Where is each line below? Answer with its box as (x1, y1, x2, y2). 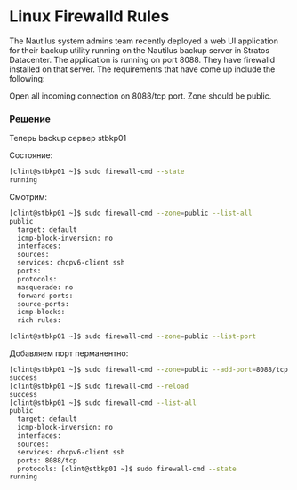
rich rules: (17, 316, 62, 325)
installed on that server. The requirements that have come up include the (9, 64, 276, 75)
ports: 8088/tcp (17, 455, 77, 465)
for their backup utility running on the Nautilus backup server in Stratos (9, 44, 269, 55)
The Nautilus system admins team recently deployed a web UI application (9, 36, 278, 46)
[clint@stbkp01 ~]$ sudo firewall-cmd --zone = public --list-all (9, 209, 253, 217)
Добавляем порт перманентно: (9, 348, 129, 359)
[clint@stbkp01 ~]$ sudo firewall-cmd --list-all (9, 398, 197, 407)
